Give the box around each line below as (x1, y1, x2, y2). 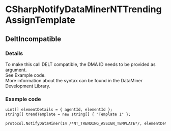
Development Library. (5, 83, 51, 89)
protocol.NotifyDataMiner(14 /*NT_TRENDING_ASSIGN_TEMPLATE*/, (5, 121, 142, 126)
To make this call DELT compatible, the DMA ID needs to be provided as (5, 61, 156, 67)
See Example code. (5, 72, 46, 78)
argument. (5, 67, 27, 73)
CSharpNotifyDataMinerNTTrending (5, 4, 162, 15)
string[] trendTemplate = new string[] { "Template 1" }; (5, 112, 131, 117)
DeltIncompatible (5, 35, 62, 43)
